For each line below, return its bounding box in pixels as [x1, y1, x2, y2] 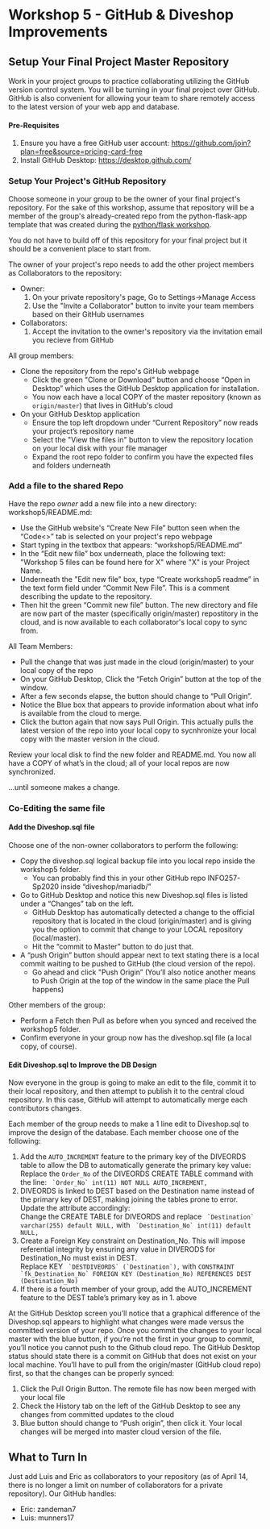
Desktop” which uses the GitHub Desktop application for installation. [31, 383, 260, 393]
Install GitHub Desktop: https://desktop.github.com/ [19, 156, 192, 165]
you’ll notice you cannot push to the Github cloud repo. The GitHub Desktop [8, 1343, 260, 1352]
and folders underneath [31, 460, 111, 470]
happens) [31, 984, 64, 994]
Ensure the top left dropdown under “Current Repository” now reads [31, 418, 259, 427]
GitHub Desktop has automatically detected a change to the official [31, 907, 255, 916]
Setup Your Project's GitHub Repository [8, 176, 167, 187]
